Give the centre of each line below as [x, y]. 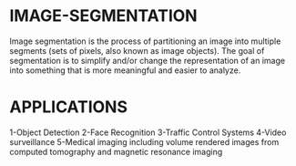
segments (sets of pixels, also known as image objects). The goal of [137, 50]
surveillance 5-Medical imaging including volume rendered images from [144, 141]
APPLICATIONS [69, 107]
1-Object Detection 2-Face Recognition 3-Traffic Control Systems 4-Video [148, 132]
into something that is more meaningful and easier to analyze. [125, 70]
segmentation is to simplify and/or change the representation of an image [147, 60]
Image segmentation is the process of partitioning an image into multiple [145, 41]
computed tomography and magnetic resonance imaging [116, 151]
